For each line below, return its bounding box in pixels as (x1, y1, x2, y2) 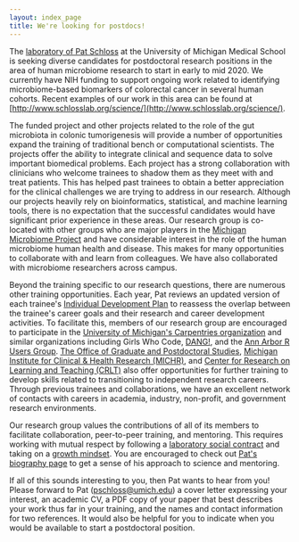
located (9, 224, 37, 234)
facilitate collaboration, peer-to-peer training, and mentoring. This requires (9, 429, 284, 439)
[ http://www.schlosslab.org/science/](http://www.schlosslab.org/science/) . (9, 103, 286, 113)
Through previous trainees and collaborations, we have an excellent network (9, 383, 291, 394)
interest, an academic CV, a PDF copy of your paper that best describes (9, 494, 274, 505)
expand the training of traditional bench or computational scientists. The (9, 139, 275, 150)
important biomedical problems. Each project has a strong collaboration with (9, 158, 290, 168)
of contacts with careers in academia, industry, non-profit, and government (9, 393, 287, 404)
